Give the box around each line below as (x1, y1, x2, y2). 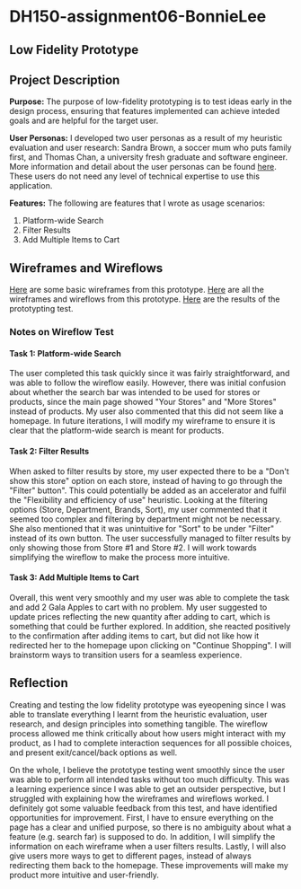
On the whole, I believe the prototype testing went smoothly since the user (9, 764, 286, 775)
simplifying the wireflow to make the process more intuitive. (9, 551, 231, 562)
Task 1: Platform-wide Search (9, 348, 121, 358)
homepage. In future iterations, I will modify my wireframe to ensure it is (9, 416, 276, 427)
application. (9, 180, 53, 191)
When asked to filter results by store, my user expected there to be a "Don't (9, 465, 289, 477)
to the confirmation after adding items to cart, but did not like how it (9, 630, 260, 641)
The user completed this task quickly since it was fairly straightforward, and (9, 368, 290, 379)
